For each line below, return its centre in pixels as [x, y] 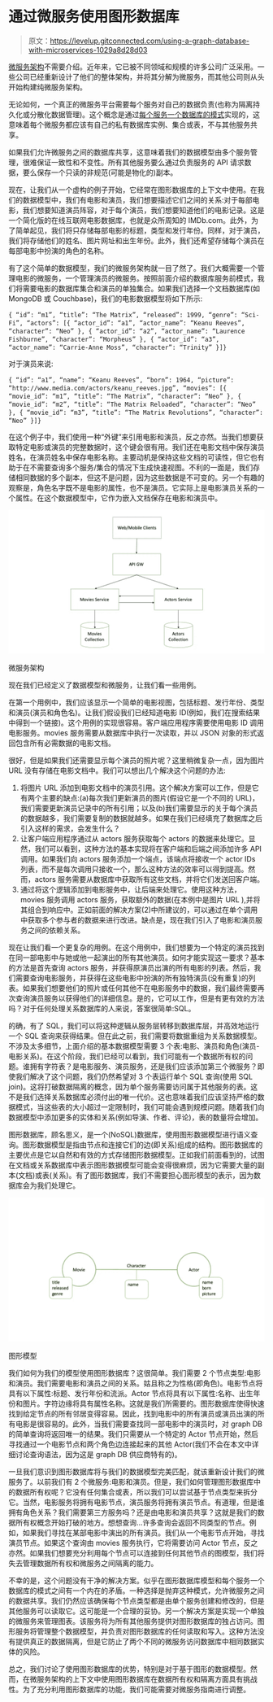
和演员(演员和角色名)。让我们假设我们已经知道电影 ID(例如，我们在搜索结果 [134, 713]
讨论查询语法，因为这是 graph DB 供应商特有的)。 [98, 1454]
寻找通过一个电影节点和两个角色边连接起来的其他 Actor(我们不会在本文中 [130, 1444]
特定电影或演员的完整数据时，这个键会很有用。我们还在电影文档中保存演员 [140, 447]
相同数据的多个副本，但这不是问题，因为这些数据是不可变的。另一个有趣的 [140, 478]
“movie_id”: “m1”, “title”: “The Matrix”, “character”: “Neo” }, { [125, 396]
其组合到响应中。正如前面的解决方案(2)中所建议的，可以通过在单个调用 [139, 910]
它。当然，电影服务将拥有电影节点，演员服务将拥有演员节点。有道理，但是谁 [136, 1502]
